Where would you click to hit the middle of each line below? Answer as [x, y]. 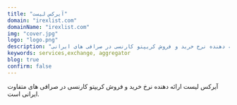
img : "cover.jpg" [33, 33]
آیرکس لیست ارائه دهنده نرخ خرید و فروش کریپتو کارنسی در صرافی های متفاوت [113, 86]
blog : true [23, 60]
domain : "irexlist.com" [42, 20]
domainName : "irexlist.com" [49, 27]
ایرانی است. [24, 94]
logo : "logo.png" [33, 40]
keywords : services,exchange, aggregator [69, 54]
